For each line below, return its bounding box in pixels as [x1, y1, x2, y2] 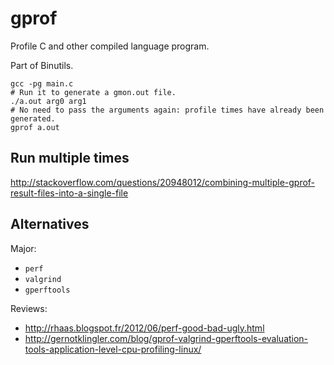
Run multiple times [10, 150, 130, 167]
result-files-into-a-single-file [10, 187, 129, 199]
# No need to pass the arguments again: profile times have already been [10, 105, 325, 115]
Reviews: [10, 302, 48, 314]
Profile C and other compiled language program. [10, 40, 210, 52]
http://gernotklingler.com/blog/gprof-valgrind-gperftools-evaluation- [24, 332, 309, 344]
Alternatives [10, 216, 90, 233]
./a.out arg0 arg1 [10, 96, 87, 106]
